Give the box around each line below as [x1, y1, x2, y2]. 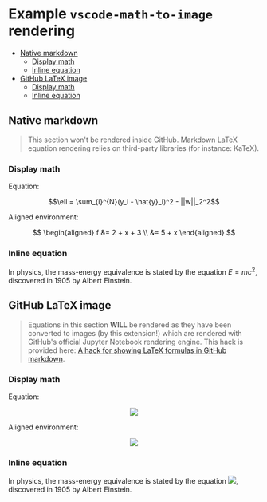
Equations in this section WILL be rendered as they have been [27, 320, 232, 330]
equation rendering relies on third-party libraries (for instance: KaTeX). [27, 143, 260, 152]
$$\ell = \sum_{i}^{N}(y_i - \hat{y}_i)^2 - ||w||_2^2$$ [48, 197, 220, 207]
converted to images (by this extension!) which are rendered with [27, 328, 242, 338]
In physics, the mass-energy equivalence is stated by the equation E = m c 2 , [8, 266, 257, 276]
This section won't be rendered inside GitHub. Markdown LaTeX [27, 135, 238, 144]
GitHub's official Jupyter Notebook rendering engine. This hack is [27, 337, 244, 346]
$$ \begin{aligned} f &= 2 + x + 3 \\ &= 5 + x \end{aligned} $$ [32, 228, 236, 238]
